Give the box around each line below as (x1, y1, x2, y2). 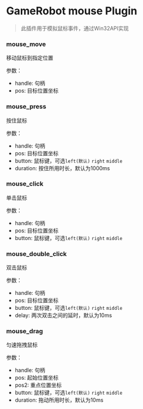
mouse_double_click (6, 250, 67, 258)
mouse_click (6, 180, 43, 188)
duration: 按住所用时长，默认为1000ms (14, 164, 110, 171)
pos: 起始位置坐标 (14, 374, 59, 382)
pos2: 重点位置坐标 (14, 382, 62, 389)
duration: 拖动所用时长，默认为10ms (14, 396, 104, 404)
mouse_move (6, 40, 46, 48)
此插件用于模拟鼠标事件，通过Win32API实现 (20, 24, 129, 32)
